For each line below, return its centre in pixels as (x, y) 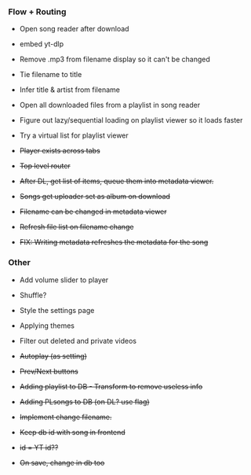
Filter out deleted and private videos (78, 341)
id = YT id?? (39, 447)
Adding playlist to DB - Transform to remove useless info (111, 386)
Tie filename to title (51, 75)
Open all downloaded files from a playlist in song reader (110, 105)
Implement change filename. (65, 417)
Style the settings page (57, 310)
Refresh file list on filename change (76, 227)
